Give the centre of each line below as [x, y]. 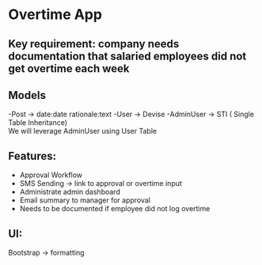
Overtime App [55, 15]
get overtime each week [69, 68]
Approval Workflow [51, 175]
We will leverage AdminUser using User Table [82, 131]
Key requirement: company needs [94, 44]
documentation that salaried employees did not [127, 56]
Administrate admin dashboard [70, 192]
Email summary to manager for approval [85, 200]
